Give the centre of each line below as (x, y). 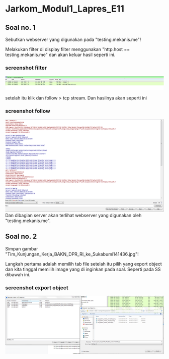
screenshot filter (26, 68)
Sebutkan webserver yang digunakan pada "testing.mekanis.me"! (73, 39)
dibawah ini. (18, 274)
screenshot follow (28, 111)
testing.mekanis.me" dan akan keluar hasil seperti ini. (60, 55)
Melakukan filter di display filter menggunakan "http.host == (68, 49)
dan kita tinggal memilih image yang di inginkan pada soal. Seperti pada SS (83, 269)
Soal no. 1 (21, 28)
